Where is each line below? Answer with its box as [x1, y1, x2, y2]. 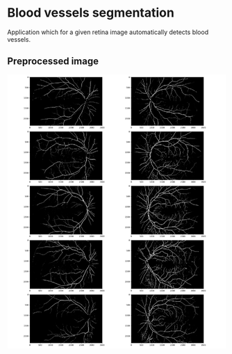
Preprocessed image [7, 56, 99, 67]
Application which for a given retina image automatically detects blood [7, 28, 209, 36]
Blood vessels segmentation [7, 5, 175, 21]
